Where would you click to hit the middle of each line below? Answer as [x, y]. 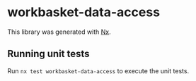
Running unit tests [48, 54]
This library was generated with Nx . [59, 32]
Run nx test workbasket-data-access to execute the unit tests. [98, 70]
